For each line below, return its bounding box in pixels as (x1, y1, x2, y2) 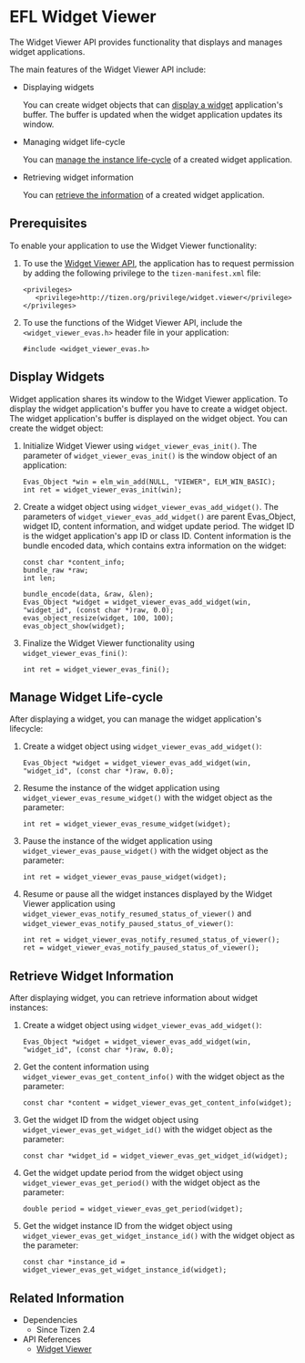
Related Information (9, 1290, 125, 1306)
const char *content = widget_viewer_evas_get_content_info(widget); (22, 1098, 293, 1108)
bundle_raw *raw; (22, 566, 89, 575)
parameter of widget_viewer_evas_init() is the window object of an (22, 450, 278, 461)
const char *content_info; (22, 557, 126, 567)
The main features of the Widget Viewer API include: (9, 64, 207, 75)
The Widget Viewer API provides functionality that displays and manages (9, 36, 283, 47)
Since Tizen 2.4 (36, 1325, 96, 1335)
